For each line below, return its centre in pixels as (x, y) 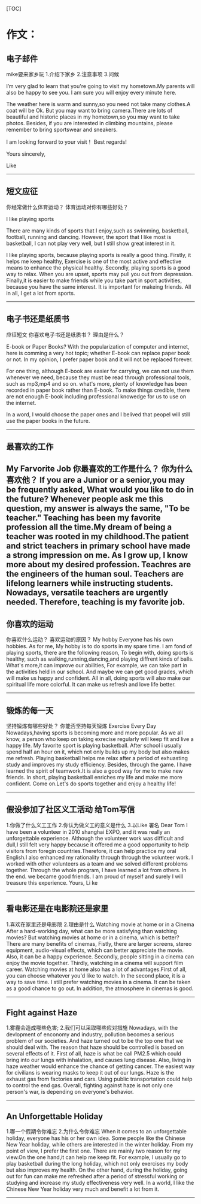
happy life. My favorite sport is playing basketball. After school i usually (94, 746)
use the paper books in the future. (48, 421)
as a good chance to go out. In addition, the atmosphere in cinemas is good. (100, 988)
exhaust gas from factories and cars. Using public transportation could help (99, 1079)
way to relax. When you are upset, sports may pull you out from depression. (100, 274)
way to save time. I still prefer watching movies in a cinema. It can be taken (98, 982)
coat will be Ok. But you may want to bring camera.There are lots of (89, 111)
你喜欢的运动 (30, 624)
